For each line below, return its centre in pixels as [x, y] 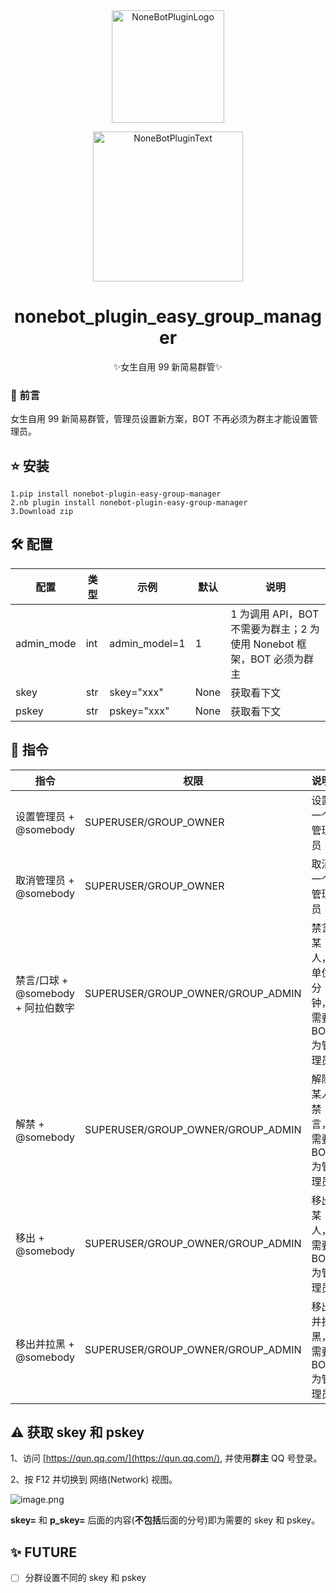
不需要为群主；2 [269, 629]
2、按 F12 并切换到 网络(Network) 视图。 [94, 1480]
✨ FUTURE [43, 1552]
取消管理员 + [45, 880]
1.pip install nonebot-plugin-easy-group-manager [116, 494]
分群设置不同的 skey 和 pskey [85, 1578]
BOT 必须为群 [282, 659]
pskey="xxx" [139, 711]
